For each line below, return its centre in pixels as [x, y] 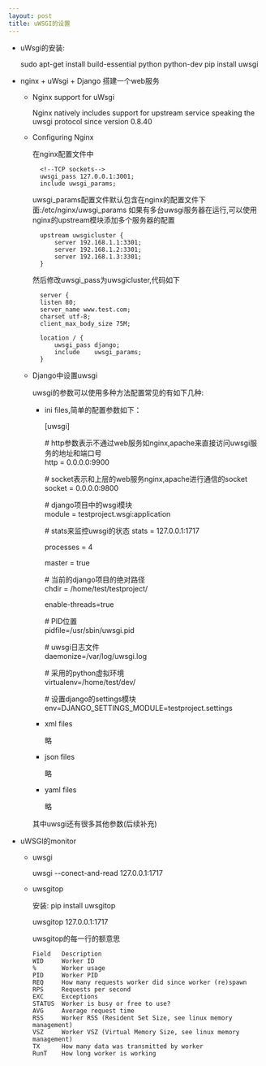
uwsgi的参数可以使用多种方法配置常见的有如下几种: [118, 392]
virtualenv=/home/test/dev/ [90, 682]
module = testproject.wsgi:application [107, 513]
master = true [67, 562]
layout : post [30, 16]
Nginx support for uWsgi [73, 97]
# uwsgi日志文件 [72, 647]
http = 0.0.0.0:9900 [77, 462]
